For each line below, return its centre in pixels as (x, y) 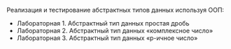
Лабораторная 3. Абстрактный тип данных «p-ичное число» (107, 38)
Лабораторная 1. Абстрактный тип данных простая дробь (103, 23)
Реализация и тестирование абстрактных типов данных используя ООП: (115, 10)
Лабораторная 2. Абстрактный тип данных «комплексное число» (115, 31)
